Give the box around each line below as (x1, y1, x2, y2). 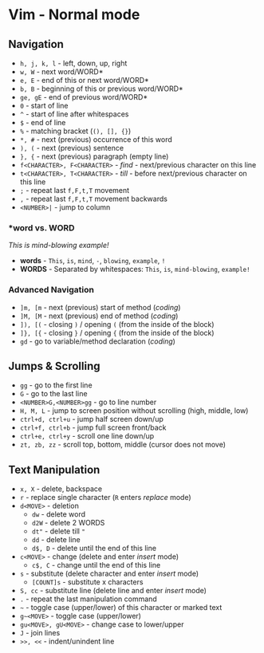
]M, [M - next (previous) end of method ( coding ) (19, 311, 179, 321)
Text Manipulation (8, 462, 100, 476)
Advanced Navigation (8, 285, 94, 296)
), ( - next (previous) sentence (19, 144, 124, 152)
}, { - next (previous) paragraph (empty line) (19, 151, 169, 161)
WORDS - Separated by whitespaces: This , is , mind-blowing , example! (19, 265, 250, 274)
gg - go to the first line (19, 380, 93, 390)
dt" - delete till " (31, 526, 86, 536)
